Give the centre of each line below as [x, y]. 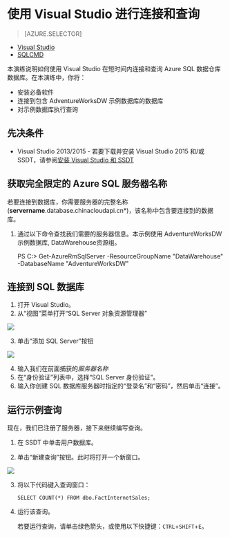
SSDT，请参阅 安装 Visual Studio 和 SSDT [76, 160]
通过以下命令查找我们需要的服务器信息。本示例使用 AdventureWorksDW [119, 234]
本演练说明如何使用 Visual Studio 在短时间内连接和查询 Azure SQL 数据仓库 [114, 68]
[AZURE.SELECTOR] [53, 34]
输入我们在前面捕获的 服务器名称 [63, 369]
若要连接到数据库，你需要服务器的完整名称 [68, 202]
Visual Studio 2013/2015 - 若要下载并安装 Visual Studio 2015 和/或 [111, 151]
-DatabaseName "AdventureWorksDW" [73, 263]
